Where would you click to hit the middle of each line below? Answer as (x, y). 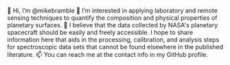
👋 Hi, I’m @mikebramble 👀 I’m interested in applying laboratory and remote (113, 11)
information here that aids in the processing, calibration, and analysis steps (113, 40)
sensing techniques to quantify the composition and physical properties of (112, 18)
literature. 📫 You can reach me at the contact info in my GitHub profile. (107, 54)
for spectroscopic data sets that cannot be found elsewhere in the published (115, 47)
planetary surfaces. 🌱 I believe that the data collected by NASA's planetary (113, 25)
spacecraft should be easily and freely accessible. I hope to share (100, 32)
